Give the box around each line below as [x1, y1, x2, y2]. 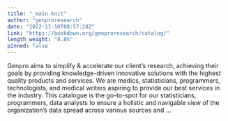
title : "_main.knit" [7, 10, 68, 17]
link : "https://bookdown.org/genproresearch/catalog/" [7, 29, 170, 37]
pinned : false [7, 42, 49, 49]
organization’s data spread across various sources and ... [7, 106, 172, 114]
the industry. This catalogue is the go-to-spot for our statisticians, [7, 91, 197, 99]
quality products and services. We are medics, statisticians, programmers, [7, 76, 221, 84]
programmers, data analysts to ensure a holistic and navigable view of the [7, 99, 220, 106]
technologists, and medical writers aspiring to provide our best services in [7, 84, 220, 92]
